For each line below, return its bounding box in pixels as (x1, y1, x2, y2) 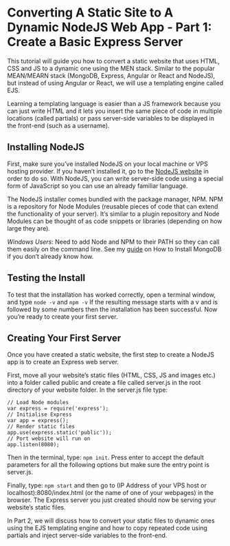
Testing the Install (7, 272, 86, 284)
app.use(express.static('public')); (7, 429, 112, 437)
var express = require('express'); (7, 405, 109, 412)
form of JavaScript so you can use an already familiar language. (7, 181, 188, 190)
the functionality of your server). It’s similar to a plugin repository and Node (7, 209, 220, 218)
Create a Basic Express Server (7, 34, 183, 50)
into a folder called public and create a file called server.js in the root (7, 379, 201, 387)
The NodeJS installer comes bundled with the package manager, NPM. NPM (7, 195, 223, 203)
